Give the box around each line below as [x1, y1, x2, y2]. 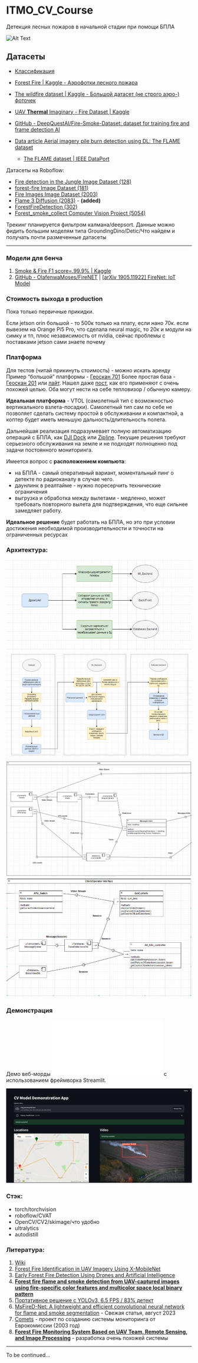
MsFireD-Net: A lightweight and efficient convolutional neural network [14, 1303, 185, 1310]
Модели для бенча [6, 254, 63, 262]
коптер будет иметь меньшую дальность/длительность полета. [6, 415, 167, 423]
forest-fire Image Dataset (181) [14, 184, 89, 191]
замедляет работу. [14, 507, 62, 514]
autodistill [14, 1230, 38, 1238]
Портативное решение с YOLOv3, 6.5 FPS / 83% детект [14, 1297, 154, 1304]
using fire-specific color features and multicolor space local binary [14, 1284, 183, 1291]
